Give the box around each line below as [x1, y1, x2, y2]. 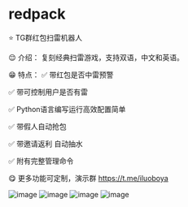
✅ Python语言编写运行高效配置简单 [8, 104, 126, 114]
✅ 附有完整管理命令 [8, 156, 74, 166]
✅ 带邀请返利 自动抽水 [8, 139, 83, 149]
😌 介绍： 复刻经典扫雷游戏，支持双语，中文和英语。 [8, 52, 185, 62]
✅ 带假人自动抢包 [8, 121, 67, 131]
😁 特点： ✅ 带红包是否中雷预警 [8, 70, 114, 80]
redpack [8, 5, 66, 24]
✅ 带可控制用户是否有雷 [8, 87, 88, 97]
